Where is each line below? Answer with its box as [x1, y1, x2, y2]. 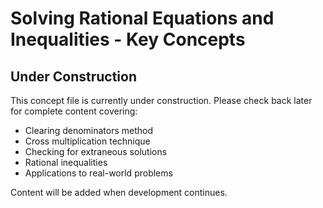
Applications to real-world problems [24, 167, 173, 179]
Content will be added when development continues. [10, 187, 228, 198]
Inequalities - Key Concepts [10, 28, 246, 51]
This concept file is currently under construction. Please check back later [10, 95, 313, 106]
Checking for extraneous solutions [24, 146, 168, 157]
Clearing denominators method [24, 125, 154, 136]
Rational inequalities [24, 157, 108, 168]
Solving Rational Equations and [10, 7, 275, 30]
